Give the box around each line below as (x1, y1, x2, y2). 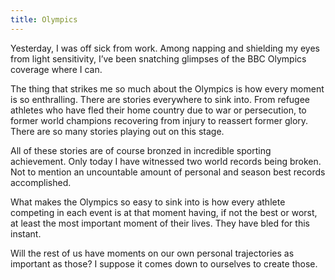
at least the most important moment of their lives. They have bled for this (10, 217, 310, 229)
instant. (10, 227, 42, 240)
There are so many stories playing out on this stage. (10, 125, 225, 137)
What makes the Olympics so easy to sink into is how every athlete (10, 196, 286, 208)
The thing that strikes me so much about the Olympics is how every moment (10, 82, 325, 95)
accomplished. (10, 176, 72, 188)
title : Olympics (10, 14, 78, 25)
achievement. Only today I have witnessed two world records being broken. (10, 155, 322, 167)
